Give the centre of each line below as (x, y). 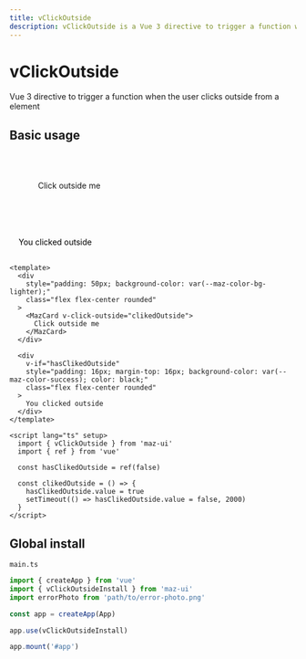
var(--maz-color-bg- (227, 284)
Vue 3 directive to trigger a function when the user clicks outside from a (144, 97)
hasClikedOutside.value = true (85, 492)
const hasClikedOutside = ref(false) (89, 468)
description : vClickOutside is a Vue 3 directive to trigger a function (150, 26)
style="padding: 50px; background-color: (105, 284)
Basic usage (45, 135)
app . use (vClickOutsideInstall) (69, 631)
